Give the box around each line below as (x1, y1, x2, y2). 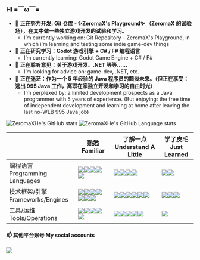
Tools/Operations (9, 214, 58, 222)
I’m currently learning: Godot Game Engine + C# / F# (23, 54, 153, 61)
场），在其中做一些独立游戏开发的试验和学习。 (14, 27, 127, 35)
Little (127, 150, 143, 159)
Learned (164, 150, 189, 159)
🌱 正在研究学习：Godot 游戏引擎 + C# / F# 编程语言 (14, 48, 141, 55)
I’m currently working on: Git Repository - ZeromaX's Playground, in (23, 34, 190, 41)
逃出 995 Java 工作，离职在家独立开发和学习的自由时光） (14, 82, 156, 90)
